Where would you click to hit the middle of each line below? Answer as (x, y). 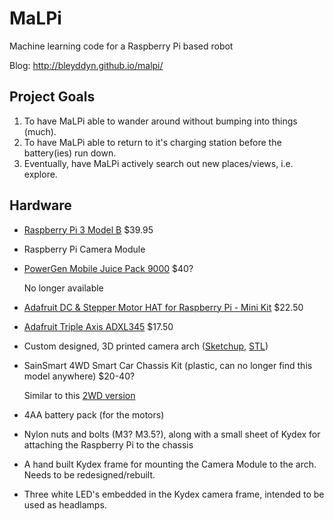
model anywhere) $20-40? (79, 376)
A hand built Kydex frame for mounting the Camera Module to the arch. (170, 464)
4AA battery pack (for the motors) (94, 414)
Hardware (40, 205)
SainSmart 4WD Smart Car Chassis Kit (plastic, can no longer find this (168, 365)
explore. (40, 174)
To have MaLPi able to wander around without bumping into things (160, 121)
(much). (40, 131)
